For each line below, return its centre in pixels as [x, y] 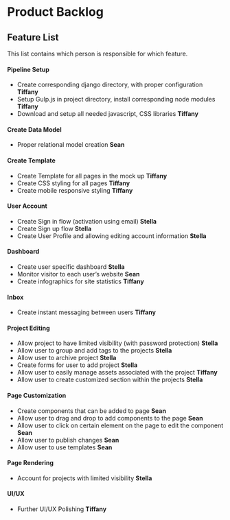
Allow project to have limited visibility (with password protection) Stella [117, 343]
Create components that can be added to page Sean [92, 411]
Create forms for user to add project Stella [77, 365]
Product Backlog [56, 12]
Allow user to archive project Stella [67, 358]
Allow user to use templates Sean [65, 447]
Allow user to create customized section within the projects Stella [110, 380]
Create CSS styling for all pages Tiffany [73, 183]
